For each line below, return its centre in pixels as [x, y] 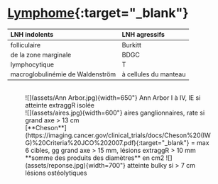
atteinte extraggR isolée [60, 105]
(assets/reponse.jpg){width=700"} [76, 165]
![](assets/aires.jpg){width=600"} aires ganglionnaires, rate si [115, 113]
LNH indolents [32, 35]
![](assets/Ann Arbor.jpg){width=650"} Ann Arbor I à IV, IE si [113, 98]
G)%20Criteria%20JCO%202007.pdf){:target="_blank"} [107, 142]
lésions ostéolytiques [56, 173]
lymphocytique [32, 64]
